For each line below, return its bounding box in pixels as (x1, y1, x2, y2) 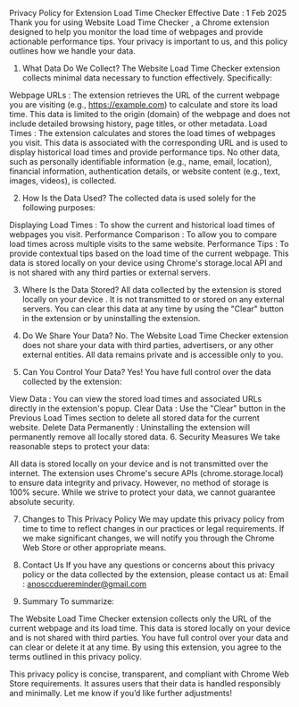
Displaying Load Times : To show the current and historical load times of (9, 219, 275, 230)
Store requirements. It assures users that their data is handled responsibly (9, 678, 281, 688)
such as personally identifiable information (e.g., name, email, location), (9, 157, 272, 166)
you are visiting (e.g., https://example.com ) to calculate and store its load (9, 99, 278, 110)
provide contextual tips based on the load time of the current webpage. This (9, 248, 289, 259)
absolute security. (9, 497, 76, 507)
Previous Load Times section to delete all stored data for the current (9, 413, 261, 423)
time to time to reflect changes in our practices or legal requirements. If (21, 524, 285, 533)
